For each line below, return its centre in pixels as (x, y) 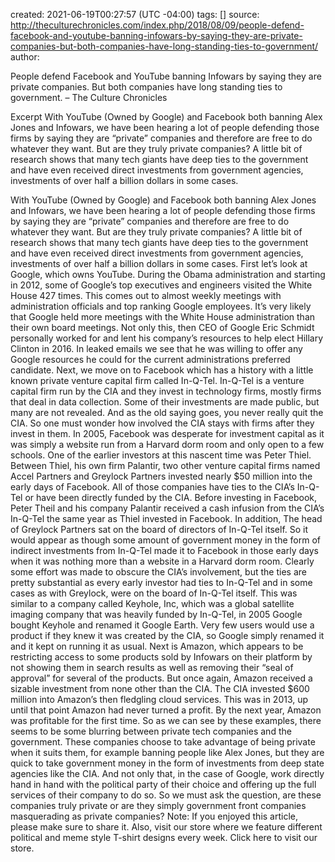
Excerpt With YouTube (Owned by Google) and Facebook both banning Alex (166, 117)
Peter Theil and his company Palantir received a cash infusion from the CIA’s (167, 508)
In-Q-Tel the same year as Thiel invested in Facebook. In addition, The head (166, 518)
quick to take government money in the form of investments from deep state (167, 763)
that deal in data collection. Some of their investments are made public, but (165, 402)
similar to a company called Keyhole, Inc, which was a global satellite (152, 603)
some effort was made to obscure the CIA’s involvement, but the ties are (158, 572)
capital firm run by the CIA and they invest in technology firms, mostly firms (166, 391)
